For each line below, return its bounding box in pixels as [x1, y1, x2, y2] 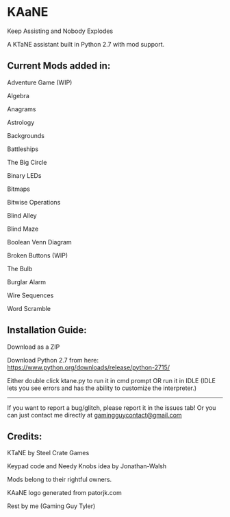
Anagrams [7, 104, 36, 113]
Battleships [7, 145, 39, 153]
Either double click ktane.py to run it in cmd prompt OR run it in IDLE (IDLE [7, 376, 216, 384]
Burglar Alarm [7, 277, 47, 286]
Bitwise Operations [7, 198, 61, 206]
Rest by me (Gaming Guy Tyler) [7, 502, 96, 510]
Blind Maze [7, 225, 39, 233]
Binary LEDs [7, 171, 42, 179]
